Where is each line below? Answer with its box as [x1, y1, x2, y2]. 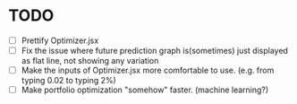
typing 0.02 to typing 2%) [21, 75, 117, 86]
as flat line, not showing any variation [21, 56, 159, 66]
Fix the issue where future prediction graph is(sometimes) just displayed [21, 46, 288, 56]
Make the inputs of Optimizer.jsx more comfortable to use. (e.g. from [21, 65, 275, 76]
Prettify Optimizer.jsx [21, 35, 99, 46]
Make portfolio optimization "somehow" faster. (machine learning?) [21, 84, 269, 95]
